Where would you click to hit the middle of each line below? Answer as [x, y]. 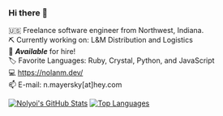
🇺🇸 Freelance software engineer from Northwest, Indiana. [106, 31]
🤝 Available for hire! [42, 52]
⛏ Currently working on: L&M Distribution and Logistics [101, 40]
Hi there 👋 [28, 13]
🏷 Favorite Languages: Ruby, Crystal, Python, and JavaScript [111, 60]
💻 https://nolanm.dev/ [46, 72]
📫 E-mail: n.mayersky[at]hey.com [65, 85]
